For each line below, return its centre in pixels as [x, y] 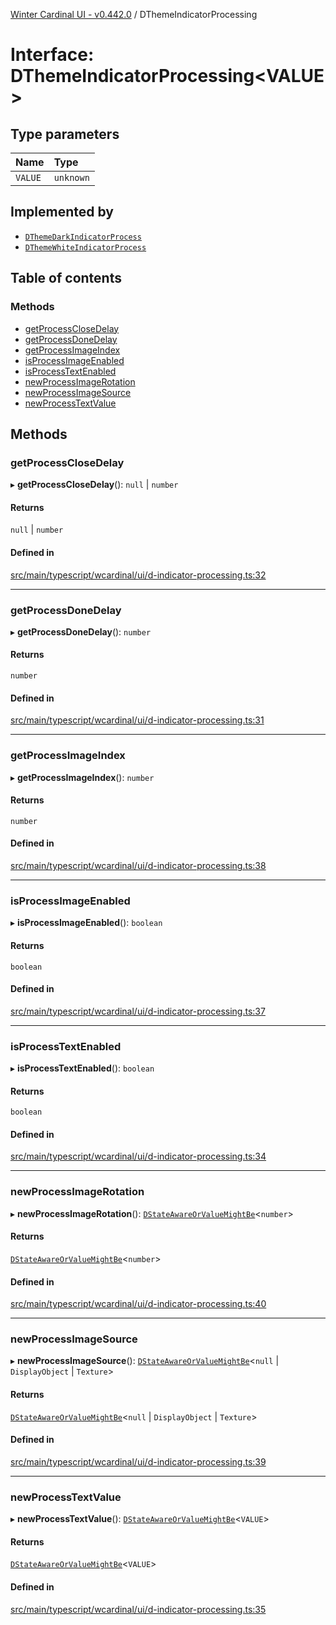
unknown [71, 177]
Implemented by [62, 212]
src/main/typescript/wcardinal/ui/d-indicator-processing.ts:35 [138, 1609]
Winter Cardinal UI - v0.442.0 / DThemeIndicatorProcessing [134, 14]
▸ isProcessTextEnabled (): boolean [82, 1068]
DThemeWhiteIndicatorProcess [85, 247]
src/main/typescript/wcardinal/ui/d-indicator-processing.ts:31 [137, 720]
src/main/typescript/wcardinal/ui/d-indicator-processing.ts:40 [138, 1304]
